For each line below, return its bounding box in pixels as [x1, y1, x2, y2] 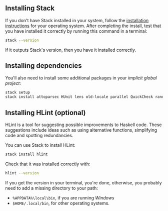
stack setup [5, 90, 30, 95]
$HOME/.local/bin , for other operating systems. [12, 200, 110, 206]
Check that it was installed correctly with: [5, 161, 90, 167]
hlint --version [5, 170, 39, 175]
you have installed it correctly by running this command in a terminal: [5, 28, 147, 34]
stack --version [5, 38, 39, 43]
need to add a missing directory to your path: [5, 185, 98, 191]
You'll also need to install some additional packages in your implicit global [5, 75, 157, 81]
